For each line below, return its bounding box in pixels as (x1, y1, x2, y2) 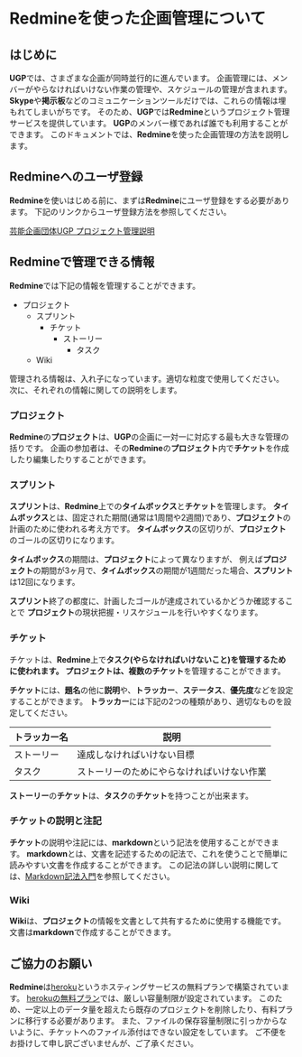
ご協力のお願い (9, 956, 93, 971)
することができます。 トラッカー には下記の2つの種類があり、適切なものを (9, 696, 284, 707)
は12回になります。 (9, 577, 80, 588)
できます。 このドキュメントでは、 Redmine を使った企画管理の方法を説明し (9, 129, 290, 140)
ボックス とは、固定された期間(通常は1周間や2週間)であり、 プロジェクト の (16, 512, 291, 524)
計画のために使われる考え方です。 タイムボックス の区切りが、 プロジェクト (9, 524, 287, 534)
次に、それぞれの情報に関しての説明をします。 (9, 385, 182, 395)
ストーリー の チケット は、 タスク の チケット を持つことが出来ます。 (9, 790, 254, 801)
